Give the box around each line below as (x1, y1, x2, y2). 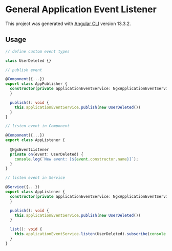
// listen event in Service (5, 175, 66, 180)
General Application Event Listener (5, 4, 157, 15)
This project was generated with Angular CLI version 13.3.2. (5, 20, 131, 27)
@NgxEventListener (10, 147, 50, 152)
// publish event (5, 67, 42, 73)
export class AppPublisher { (5, 81, 68, 86)
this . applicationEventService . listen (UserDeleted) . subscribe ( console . (14, 232, 168, 237)
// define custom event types (5, 49, 70, 54)
